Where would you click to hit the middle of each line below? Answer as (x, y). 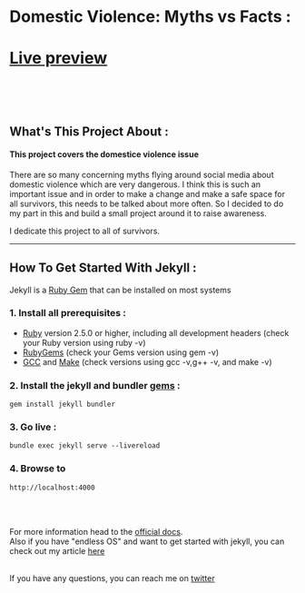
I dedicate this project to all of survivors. (85, 231)
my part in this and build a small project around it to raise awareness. (138, 213)
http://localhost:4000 (52, 488)
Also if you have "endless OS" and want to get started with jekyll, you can (147, 541)
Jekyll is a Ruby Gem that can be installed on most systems (120, 290)
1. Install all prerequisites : (68, 313)
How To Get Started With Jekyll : (103, 268)
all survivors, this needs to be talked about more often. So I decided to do (147, 203)
